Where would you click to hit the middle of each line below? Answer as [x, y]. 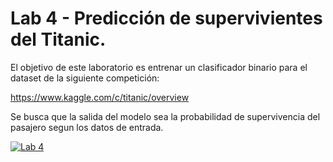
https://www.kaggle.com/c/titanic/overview [100, 97]
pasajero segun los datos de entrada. [87, 127]
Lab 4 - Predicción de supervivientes [166, 18]
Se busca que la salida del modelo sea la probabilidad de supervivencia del [165, 116]
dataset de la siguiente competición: [85, 78]
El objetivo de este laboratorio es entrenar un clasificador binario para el [159, 67]
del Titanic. [58, 39]
